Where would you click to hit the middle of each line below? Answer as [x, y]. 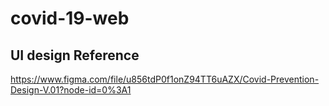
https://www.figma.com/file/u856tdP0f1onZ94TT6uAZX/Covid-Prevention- [165, 79]
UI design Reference [75, 55]
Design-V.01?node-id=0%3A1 [71, 90]
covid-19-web [70, 18]
